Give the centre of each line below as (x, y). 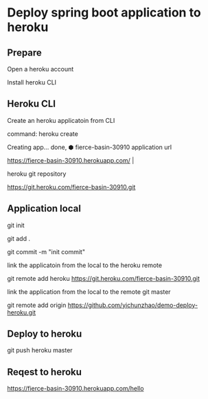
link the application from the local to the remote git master (89, 292)
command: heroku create (43, 134)
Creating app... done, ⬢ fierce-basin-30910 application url (90, 147)
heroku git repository (37, 174)
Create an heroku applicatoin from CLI (61, 120)
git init (16, 225)
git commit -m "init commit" (46, 251)
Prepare (25, 53)
